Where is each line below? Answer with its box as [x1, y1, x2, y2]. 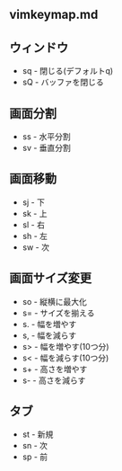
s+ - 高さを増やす [22, 363, 88, 374]
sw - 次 [22, 242, 49, 253]
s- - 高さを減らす [22, 375, 86, 386]
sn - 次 [22, 440, 48, 451]
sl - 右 [22, 219, 45, 230]
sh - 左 [22, 230, 48, 241]
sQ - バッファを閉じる [22, 76, 105, 88]
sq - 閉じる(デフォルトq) [22, 66, 114, 76]
